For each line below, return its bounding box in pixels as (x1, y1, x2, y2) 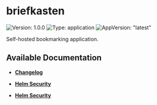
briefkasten (6, 4, 65, 18)
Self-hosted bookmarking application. (6, 35, 99, 42)
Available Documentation (6, 52, 102, 63)
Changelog (14, 69, 43, 76)
